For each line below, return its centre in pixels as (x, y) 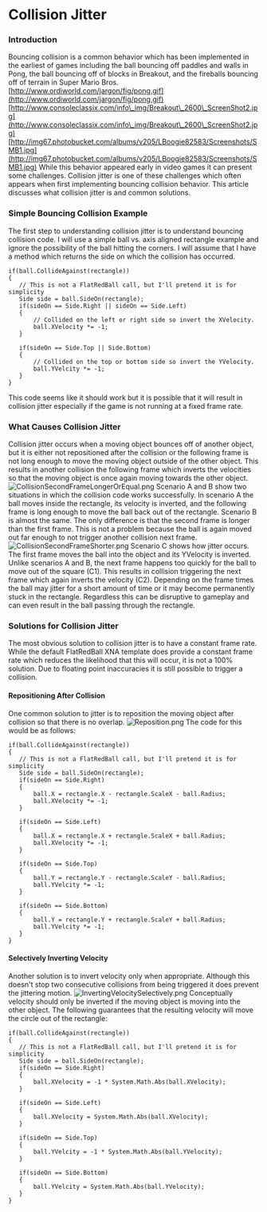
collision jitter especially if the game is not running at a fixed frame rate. (126, 406)
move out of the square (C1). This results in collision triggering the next (125, 572)
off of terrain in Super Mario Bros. (63, 82)
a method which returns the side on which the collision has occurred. (122, 256)
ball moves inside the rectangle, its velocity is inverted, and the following (128, 504)
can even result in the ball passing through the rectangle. (102, 605)
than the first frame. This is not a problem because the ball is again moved (130, 529)
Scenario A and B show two (201, 487)
